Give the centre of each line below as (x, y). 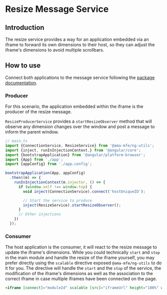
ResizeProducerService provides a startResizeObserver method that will (79, 121)
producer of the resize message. (39, 112)
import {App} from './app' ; (34, 159)
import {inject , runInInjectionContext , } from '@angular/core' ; (73, 150)
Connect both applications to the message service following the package (80, 77)
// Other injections (40, 215)
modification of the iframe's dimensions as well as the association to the (79, 274)
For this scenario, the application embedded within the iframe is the (74, 107)
